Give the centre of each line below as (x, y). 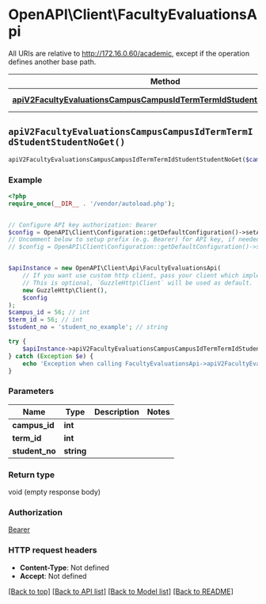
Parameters (31, 392)
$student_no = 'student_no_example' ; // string (88, 327)
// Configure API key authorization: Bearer (83, 225)
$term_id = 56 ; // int (46, 320)
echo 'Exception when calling (72, 363)
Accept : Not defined (53, 575)
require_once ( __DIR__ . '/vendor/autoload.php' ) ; (92, 204)
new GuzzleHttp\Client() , (65, 290)
